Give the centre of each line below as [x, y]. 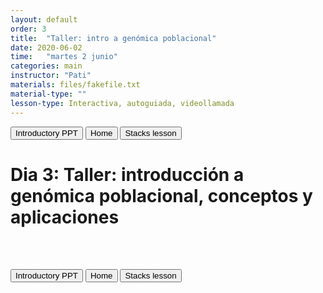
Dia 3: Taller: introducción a [127, 174]
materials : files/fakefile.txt [75, 85]
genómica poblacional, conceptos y [161, 195]
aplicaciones [65, 217]
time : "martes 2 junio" [64, 57]
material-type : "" [48, 94]
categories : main [46, 66]
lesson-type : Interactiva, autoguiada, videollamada [122, 103]
